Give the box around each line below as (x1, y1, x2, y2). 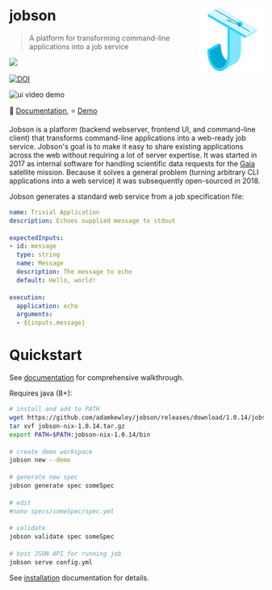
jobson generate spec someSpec (9, 482, 115, 490)
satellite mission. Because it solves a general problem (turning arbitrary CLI (9, 167, 259, 177)
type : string (16, 251, 61, 259)
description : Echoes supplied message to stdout (9, 216, 176, 224)
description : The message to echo (16, 268, 132, 276)
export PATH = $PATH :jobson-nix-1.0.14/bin (9, 430, 151, 438)
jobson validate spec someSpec (9, 533, 115, 541)
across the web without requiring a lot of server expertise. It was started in (9, 150, 257, 160)
